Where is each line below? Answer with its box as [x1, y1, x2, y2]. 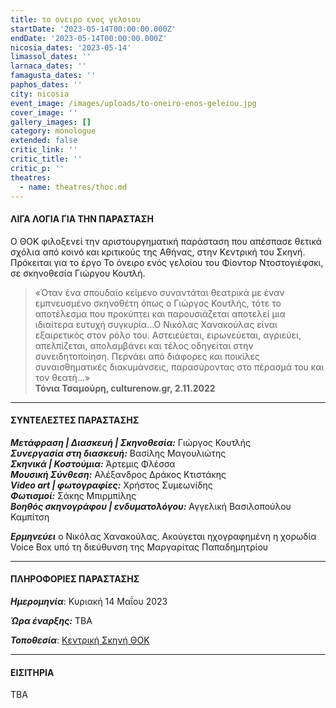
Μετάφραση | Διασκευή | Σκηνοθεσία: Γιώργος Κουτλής [10, 436, 252, 448]
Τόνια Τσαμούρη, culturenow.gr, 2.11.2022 [34, 382, 216, 394]
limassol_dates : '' [10, 52, 92, 62]
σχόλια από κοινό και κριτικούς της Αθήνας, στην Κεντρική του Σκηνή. [10, 246, 306, 258]
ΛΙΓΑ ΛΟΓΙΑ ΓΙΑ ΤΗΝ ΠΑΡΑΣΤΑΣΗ [10, 212, 154, 225]
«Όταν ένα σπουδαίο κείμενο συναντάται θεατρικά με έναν [34, 286, 285, 298]
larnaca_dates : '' [10, 61, 87, 71]
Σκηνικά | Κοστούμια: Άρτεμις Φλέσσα [10, 457, 176, 470]
